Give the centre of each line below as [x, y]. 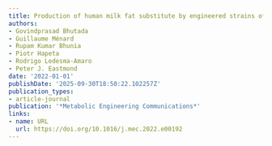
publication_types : [41, 91]
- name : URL [28, 122]
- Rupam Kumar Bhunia [45, 46]
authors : [23, 24]
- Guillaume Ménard [41, 39]
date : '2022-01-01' [41, 76]
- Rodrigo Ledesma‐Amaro [50, 62]
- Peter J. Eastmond [43, 69]
